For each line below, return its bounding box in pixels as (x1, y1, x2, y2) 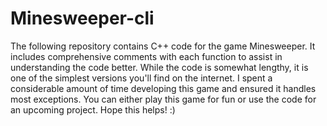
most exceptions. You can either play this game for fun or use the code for (10, 93, 317, 105)
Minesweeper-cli (10, 7, 155, 30)
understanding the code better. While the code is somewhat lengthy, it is (10, 61, 309, 73)
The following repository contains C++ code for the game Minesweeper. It (10, 40, 316, 52)
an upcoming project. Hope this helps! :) (10, 103, 176, 116)
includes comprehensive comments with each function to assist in (10, 50, 283, 62)
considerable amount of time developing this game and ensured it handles (10, 82, 317, 94)
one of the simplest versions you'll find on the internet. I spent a (10, 72, 273, 84)
